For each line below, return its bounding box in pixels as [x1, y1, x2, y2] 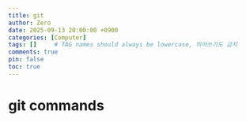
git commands [8, 96, 104, 114]
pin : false [8, 56, 44, 64]
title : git [8, 11, 44, 20]
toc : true [8, 63, 41, 71]
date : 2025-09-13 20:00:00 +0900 [8, 26, 119, 34]
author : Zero [8, 19, 51, 27]
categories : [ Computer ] [8, 33, 87, 42]
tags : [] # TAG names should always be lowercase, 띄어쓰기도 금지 [8, 41, 238, 49]
